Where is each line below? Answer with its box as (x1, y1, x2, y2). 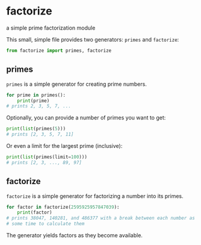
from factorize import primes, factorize (6, 47, 112, 54)
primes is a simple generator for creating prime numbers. (6, 80, 147, 87)
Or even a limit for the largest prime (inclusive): (6, 142, 123, 149)
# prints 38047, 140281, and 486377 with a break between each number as (6, 215, 196, 221)
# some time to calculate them (6, 221, 85, 227)
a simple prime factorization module (6, 24, 96, 31)
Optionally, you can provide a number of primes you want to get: (6, 114, 166, 121)
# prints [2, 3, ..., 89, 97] (6, 159, 82, 165)
